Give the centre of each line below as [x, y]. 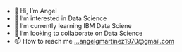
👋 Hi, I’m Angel [36, 11]
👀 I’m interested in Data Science [60, 18]
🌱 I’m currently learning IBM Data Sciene [73, 26]
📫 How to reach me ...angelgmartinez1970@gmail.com [94, 41]
